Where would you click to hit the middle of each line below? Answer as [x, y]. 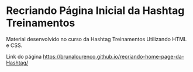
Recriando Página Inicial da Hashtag [95, 11]
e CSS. [14, 45]
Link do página [24, 56]
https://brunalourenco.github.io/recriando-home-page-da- [113, 56]
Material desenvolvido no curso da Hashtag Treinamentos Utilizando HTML [96, 39]
